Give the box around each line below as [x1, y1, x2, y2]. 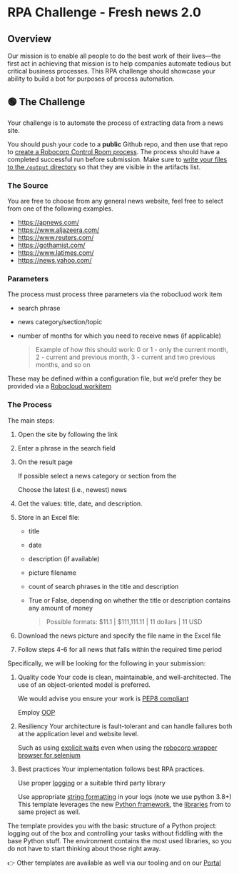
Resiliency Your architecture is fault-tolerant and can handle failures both [17, 722, 233, 730]
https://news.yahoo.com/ [17, 256, 92, 265]
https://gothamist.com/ [17, 241, 86, 250]
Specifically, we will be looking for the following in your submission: [7, 658, 206, 668]
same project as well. [17, 808, 81, 816]
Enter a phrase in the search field [17, 443, 116, 452]
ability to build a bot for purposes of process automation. [7, 74, 175, 83]
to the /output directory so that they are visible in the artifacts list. [7, 162, 201, 171]
